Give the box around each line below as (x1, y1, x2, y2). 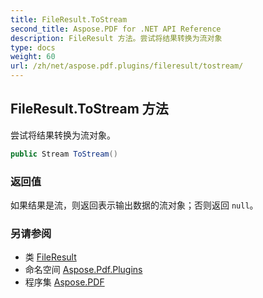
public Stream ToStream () (10, 149, 118, 159)
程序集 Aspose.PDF (24, 276, 105, 288)
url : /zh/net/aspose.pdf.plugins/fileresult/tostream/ (10, 61, 244, 71)
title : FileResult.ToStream (10, 14, 128, 25)
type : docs (10, 42, 56, 53)
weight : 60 (10, 52, 56, 62)
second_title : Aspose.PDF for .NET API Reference (10, 24, 222, 34)
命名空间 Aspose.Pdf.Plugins (24, 264, 143, 276)
